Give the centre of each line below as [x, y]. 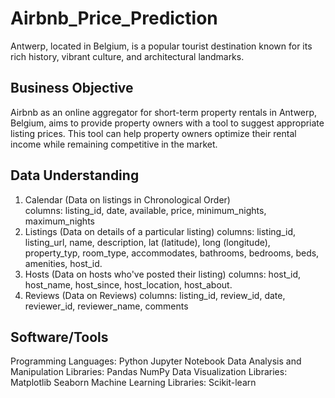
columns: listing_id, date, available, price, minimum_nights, [145, 210]
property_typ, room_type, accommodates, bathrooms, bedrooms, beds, [172, 253]
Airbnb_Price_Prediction [114, 18]
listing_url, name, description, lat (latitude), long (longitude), [147, 242]
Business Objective [72, 88]
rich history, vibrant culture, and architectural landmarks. [127, 56]
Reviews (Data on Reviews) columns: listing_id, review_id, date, [155, 295]
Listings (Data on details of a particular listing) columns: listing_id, [160, 231]
